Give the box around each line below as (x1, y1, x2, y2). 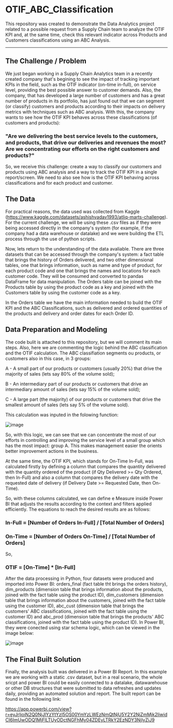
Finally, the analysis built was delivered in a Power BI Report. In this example (5, 669, 167, 674)
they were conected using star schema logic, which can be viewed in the (5, 625, 160, 631)
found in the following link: (5, 696, 62, 702)
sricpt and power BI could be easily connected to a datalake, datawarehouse (5, 680, 168, 685)
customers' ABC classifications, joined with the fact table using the (5, 608, 148, 614)
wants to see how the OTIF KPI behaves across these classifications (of (5, 114, 157, 120)
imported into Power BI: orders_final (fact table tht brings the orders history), (5, 581, 168, 587)
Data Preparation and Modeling (5, 325, 108, 334)
